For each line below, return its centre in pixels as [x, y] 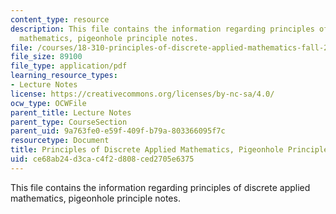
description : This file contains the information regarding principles [162, 29]
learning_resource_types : [64, 76]
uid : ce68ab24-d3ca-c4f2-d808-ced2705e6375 [102, 159]
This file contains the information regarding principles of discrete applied [160, 187]
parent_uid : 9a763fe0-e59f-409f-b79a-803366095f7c [118, 131]
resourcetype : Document [60, 141]
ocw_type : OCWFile [48, 103]
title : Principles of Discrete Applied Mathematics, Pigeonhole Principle [169, 150]
